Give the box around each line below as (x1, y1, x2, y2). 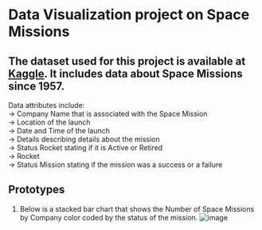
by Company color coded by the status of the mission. (19, 212, 198, 222)
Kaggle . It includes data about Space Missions (8, 66, 243, 81)
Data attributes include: (8, 101, 85, 109)
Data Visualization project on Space (8, 6, 250, 24)
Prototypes (8, 183, 65, 196)
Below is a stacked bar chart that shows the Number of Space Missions (19, 204, 255, 213)
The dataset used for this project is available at (8, 54, 246, 68)
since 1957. (8, 79, 65, 93)
